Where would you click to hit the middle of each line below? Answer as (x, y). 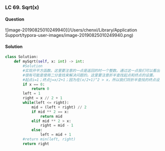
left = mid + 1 (55, 135)
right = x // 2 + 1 (43, 98)
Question (15, 19)
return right (36, 144)
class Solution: (22, 57)
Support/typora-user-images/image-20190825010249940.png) (69, 35)
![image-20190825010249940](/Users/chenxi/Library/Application (71, 30)
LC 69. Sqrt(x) (22, 7)
